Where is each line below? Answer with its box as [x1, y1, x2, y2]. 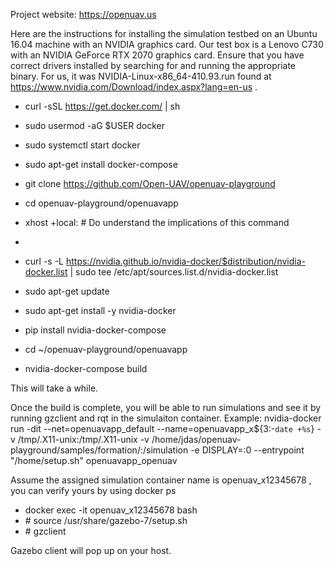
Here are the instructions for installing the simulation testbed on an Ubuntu [10, 28, 318, 39]
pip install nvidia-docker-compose [24, 324, 167, 336]
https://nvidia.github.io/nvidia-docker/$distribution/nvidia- [65, 255, 306, 267]
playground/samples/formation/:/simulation [10, 444, 189, 456]
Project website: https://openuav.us [10, 9, 157, 20]
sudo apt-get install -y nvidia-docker [24, 305, 177, 316]
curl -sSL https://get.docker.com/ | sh [24, 100, 181, 112]
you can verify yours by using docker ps [10, 485, 177, 496]
